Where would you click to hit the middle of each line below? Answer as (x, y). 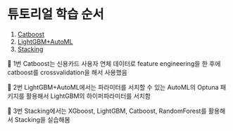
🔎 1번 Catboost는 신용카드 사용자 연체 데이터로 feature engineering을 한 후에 (114, 63)
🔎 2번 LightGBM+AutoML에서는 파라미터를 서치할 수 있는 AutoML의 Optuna (113, 87)
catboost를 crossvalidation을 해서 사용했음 (68, 72)
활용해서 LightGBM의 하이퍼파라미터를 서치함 (88, 96)
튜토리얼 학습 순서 (56, 14)
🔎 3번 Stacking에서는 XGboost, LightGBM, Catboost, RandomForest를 (107, 111)
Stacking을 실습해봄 (42, 119)
